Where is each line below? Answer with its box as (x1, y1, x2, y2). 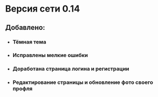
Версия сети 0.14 (5, 3, 81, 15)
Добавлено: (5, 23, 45, 32)
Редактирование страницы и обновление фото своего (12, 79, 153, 86)
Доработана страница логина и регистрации (12, 65, 129, 72)
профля (12, 85, 33, 92)
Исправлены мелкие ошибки (12, 52, 88, 59)
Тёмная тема (12, 38, 46, 45)
